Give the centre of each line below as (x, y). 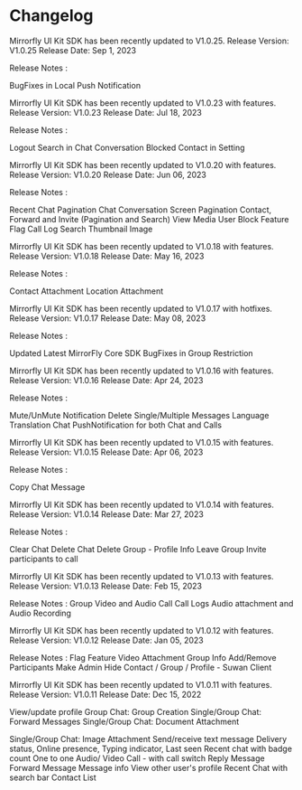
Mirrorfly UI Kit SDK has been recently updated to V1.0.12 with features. (142, 630)
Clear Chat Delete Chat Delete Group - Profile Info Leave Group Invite (138, 549)
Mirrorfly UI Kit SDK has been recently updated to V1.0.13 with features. (142, 576)
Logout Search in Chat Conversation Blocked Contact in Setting (127, 147)
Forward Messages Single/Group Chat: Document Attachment (124, 721)
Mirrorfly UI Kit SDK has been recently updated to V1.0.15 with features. (142, 442)
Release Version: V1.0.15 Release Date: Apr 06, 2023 (106, 452)
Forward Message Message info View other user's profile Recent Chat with (149, 767)
